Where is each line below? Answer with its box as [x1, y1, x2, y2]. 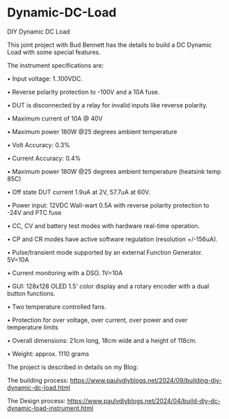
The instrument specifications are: [7, 61, 104, 69]
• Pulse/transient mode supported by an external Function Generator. [7, 248, 203, 256]
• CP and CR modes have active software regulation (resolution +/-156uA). [7, 235, 218, 243]
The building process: [7, 376, 69, 384]
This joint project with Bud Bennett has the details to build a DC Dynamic [7, 40, 213, 49]
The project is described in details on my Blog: [7, 363, 138, 371]
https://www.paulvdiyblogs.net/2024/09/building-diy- [69, 376, 222, 384]
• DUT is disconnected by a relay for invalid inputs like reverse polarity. [7, 101, 208, 109]
